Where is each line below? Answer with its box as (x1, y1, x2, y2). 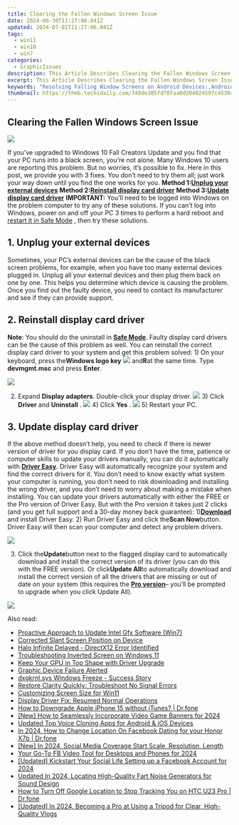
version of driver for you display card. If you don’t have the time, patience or (7, 447, 231, 455)
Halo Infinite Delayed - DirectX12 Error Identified (17, 644, 159, 652)
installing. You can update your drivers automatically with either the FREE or (7, 492, 230, 501)
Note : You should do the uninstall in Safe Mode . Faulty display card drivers (7, 333, 228, 341)
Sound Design (17, 780, 60, 788)
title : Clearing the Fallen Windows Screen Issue (7, 10, 158, 18)
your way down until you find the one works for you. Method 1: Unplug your (7, 178, 229, 187)
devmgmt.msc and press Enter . (7, 364, 102, 372)
